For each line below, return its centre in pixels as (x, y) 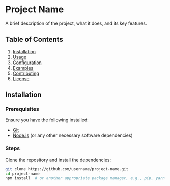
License (21, 79)
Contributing (26, 73)
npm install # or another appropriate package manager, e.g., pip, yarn (85, 178)
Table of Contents (34, 39)
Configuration (27, 63)
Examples (23, 68)
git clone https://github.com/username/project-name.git (67, 169)
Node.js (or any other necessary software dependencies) (73, 135)
